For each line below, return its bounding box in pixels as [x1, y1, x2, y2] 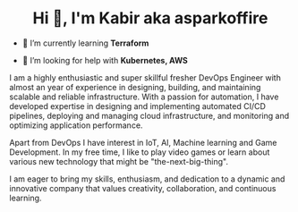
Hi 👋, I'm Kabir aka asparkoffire [32, 8, 268, 29]
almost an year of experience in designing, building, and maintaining [9, 81, 261, 92]
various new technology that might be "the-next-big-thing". [9, 156, 228, 166]
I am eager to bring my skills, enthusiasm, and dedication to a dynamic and [9, 174, 285, 184]
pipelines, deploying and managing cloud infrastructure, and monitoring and [9, 110, 290, 121]
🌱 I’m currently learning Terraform [21, 38, 149, 48]
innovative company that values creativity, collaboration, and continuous [9, 182, 277, 193]
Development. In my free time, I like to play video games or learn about [9, 147, 270, 157]
